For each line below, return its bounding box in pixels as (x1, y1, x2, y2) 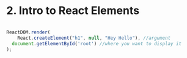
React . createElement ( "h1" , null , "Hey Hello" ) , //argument (17, 35, 171, 41)
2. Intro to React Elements (6, 4, 139, 18)
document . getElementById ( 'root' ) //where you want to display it (12, 40, 182, 46)
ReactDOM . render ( (6, 29, 51, 35)
